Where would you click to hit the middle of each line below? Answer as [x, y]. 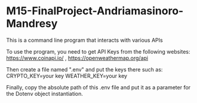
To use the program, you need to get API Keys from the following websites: [98, 51]
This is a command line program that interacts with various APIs [84, 40]
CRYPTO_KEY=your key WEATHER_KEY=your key [67, 76]
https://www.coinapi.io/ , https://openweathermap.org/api [77, 58]
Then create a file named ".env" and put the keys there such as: [84, 69]
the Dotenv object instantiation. [45, 93]
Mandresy [32, 24]
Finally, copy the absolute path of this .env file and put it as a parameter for [98, 87]
